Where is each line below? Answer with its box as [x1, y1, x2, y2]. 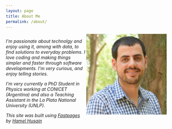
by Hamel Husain [6, 118, 42, 124]
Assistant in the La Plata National [6, 97, 76, 103]
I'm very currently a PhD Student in [6, 81, 80, 87]
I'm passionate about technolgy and [6, 38, 82, 45]
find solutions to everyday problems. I [6, 49, 86, 55]
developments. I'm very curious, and [6, 66, 83, 72]
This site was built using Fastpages [6, 113, 81, 119]
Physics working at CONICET [6, 86, 68, 92]
